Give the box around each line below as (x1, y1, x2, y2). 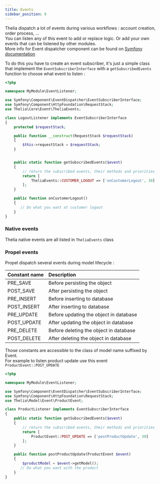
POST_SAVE (7, 288, 35, 295)
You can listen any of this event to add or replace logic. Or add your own (5, 35, 149, 41)
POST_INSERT (7, 303, 40, 310)
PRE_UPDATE (7, 311, 38, 318)
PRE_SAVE (7, 279, 32, 286)
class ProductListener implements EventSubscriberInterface (5, 407, 129, 412)
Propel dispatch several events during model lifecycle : (5, 260, 114, 266)
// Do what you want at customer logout (20, 205, 103, 210)
